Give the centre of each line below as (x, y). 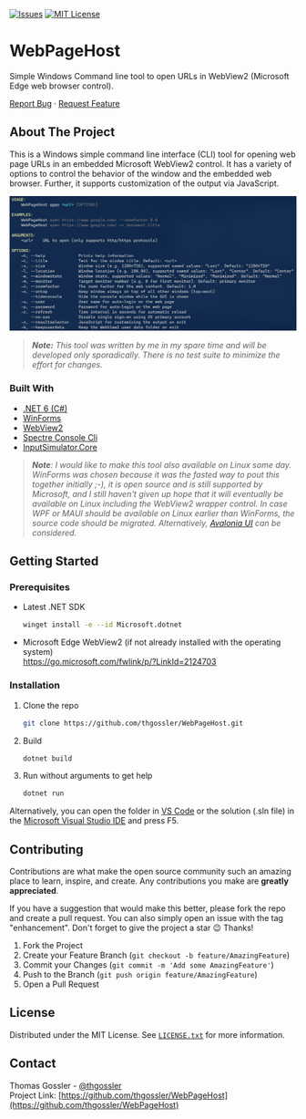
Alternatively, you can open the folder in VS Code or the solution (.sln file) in (152, 811)
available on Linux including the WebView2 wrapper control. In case (160, 503)
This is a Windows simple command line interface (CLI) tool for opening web (153, 154)
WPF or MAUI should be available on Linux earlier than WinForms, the (163, 513)
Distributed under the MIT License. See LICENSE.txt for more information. (147, 1034)
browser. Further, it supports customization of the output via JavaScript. (144, 183)
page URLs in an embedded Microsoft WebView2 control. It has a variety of (151, 163)
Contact (33, 1064)
